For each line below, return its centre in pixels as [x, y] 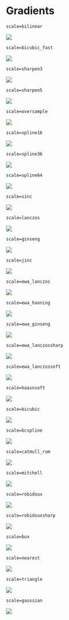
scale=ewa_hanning [28, 303]
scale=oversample [27, 111]
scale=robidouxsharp [31, 515]
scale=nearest [23, 558]
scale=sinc [19, 196]
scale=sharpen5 [24, 90]
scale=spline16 [24, 133]
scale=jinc [19, 260]
